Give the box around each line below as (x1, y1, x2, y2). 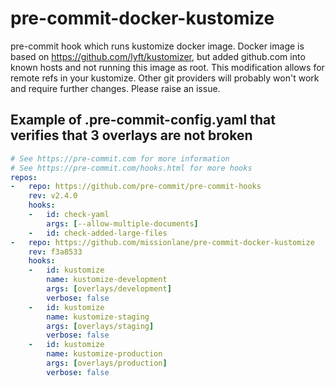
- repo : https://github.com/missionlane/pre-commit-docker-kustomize (10, 237, 315, 247)
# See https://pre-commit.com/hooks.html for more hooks (10, 163, 253, 173)
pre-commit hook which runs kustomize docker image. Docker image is (10, 40, 305, 52)
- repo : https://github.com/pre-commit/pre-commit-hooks (10, 182, 262, 192)
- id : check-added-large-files (28, 228, 168, 238)
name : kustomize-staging (46, 312, 150, 322)
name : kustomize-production (46, 349, 163, 359)
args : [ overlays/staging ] (46, 321, 155, 331)
